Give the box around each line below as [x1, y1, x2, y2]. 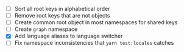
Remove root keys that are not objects [14, 12, 110, 19]
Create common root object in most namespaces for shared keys [14, 19, 178, 26]
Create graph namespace [14, 25, 78, 33]
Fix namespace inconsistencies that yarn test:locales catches [14, 39, 174, 47]
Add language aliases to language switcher [14, 33, 123, 40]
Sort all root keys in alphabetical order [14, 5, 110, 12]
